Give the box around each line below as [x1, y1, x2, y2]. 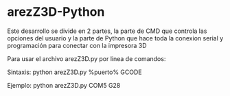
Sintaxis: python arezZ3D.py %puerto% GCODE [7, 68, 142, 76]
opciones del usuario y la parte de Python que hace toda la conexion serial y [7, 34, 224, 42]
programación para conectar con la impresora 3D [7, 41, 147, 49]
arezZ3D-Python [7, 4, 105, 20]
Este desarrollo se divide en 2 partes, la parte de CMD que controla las [7, 27, 207, 35]
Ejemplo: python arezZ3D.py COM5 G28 [7, 81, 121, 89]
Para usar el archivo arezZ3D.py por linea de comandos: [7, 54, 166, 62]
